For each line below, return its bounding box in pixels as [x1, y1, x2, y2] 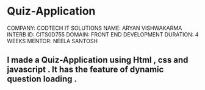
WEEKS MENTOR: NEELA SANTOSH [7, 37, 98, 44]
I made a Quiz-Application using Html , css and [7, 55, 189, 65]
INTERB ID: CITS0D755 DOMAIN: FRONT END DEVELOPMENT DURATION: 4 [7, 30, 199, 38]
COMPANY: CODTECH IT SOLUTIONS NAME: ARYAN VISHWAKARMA [7, 24, 182, 32]
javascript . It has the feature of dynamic [7, 64, 164, 75]
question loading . [7, 74, 77, 85]
